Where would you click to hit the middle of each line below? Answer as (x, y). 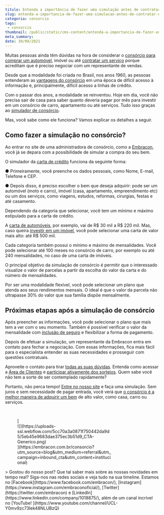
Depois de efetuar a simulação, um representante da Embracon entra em (78, 342)
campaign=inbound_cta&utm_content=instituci (64, 457)
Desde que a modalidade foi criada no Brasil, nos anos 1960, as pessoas (78, 75)
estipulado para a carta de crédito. (40, 216)
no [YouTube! (19, 503)
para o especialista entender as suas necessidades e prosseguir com (75, 352)
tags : (10, 23)
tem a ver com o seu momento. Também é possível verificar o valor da (76, 327)
